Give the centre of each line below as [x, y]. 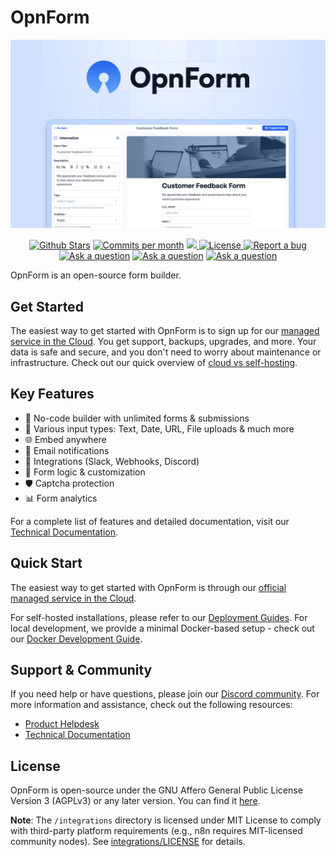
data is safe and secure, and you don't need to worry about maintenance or [166, 352]
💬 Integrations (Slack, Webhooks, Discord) [112, 461]
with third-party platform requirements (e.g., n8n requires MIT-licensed [156, 831]
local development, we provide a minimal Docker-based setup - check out [162, 628]
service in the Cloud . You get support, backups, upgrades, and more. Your [163, 341]
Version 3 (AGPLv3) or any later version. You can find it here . [135, 801]
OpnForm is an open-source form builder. [96, 275]
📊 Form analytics [61, 498]
